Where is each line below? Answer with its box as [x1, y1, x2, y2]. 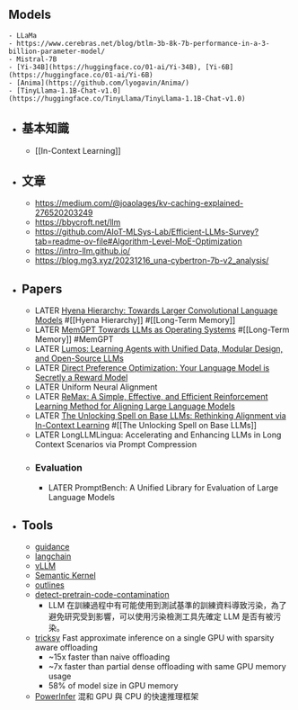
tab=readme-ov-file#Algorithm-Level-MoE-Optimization [34, 236, 243, 247]
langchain [34, 551, 72, 562]
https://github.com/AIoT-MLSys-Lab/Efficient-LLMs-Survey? [34, 227, 259, 238]
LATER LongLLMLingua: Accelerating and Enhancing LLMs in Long [34, 429, 282, 440]
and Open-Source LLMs [34, 353, 125, 364]
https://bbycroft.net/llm [34, 217, 121, 228]
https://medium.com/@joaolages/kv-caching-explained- [34, 198, 244, 209]
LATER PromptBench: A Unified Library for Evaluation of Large [48, 481, 279, 493]
